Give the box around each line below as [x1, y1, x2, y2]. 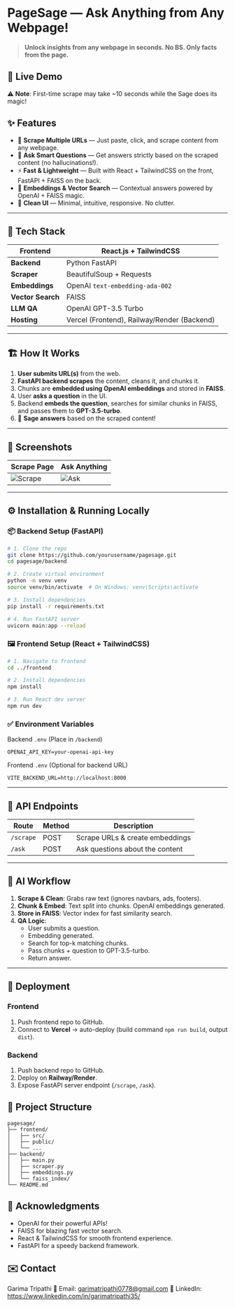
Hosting [10, 315, 38, 325]
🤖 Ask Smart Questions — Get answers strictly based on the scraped [17, 151, 218, 159]
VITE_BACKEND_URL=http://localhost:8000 [7, 775, 127, 782]
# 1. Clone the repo [7, 545, 68, 552]
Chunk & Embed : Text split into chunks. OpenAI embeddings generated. [17, 902, 225, 910]
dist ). [17, 1033, 35, 1041]
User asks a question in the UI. [17, 391, 108, 401]
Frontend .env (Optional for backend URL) [7, 761, 128, 770]
